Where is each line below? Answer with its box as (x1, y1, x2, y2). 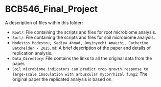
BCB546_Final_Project (5, 3, 98, 15)
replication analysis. (12, 50, 53, 56)
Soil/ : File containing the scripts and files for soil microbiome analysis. (12, 34, 155, 40)
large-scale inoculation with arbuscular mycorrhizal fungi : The (12, 71, 148, 77)
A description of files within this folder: (5, 20, 83, 26)
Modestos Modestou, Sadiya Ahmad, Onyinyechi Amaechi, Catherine (12, 40, 148, 45)
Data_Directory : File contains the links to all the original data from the (12, 55, 152, 61)
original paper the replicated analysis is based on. (12, 76, 113, 82)
